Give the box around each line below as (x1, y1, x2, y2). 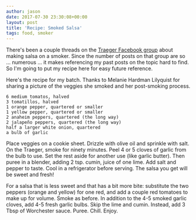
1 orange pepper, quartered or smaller (6, 104, 104, 110)
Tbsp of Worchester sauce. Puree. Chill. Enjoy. (6, 207, 118, 214)
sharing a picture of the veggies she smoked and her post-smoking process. (6, 82, 191, 90)
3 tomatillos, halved (6, 99, 59, 105)
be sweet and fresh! (6, 171, 54, 178)
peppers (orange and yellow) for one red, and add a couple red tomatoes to (6, 188, 188, 196)
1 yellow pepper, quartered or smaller (6, 109, 104, 115)
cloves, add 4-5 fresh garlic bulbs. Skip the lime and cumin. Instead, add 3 (6, 201, 185, 208)
